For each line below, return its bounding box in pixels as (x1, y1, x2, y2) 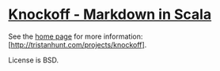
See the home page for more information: (8, 32, 143, 41)
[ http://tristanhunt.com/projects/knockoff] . (8, 39, 147, 49)
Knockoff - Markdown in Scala (8, 6, 212, 24)
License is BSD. (8, 55, 59, 65)
